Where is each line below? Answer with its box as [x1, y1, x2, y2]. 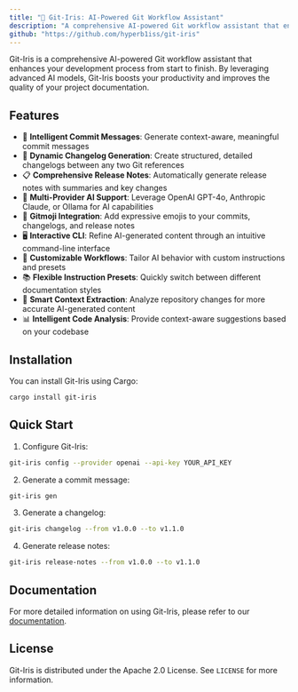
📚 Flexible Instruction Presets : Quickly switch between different [21, 272, 262, 282]
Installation [9, 352, 73, 367]
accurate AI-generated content [21, 304, 136, 314]
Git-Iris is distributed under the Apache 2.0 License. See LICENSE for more [9, 664, 278, 675]
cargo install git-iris [9, 393, 98, 402]
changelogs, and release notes [21, 220, 136, 231]
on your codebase [21, 326, 90, 338]
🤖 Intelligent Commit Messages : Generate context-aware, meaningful [21, 131, 279, 142]
